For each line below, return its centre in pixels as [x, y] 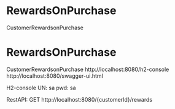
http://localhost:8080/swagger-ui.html [55, 76]
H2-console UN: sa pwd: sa [41, 88]
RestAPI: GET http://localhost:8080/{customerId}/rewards [79, 99]
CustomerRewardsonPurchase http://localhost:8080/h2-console [88, 69]
